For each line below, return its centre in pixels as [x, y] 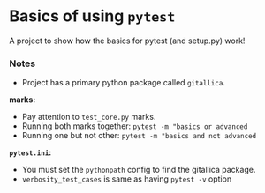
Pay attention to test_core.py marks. [89, 117]
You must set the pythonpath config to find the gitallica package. [139, 170]
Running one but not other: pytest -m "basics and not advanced [139, 136]
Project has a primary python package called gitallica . [123, 83]
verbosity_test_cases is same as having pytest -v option [127, 179]
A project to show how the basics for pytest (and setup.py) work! [127, 41]
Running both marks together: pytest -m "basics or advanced [135, 126]
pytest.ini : [30, 152]
